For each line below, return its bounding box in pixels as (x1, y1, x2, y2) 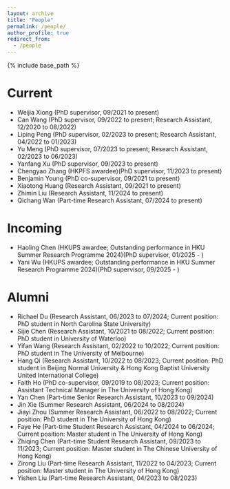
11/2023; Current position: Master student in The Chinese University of (17, 444, 218, 452)
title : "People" (7, 17, 54, 23)
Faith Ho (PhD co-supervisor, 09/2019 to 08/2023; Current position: (17, 378, 210, 387)
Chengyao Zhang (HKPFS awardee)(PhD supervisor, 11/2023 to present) (17, 166, 222, 175)
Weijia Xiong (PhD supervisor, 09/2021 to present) (17, 108, 160, 116)
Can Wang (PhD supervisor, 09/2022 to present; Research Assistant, (17, 115, 212, 124)
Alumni (7, 289, 50, 305)
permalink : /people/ (7, 23, 67, 30)
